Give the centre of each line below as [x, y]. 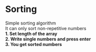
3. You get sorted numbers [34, 44]
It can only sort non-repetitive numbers [46, 28]
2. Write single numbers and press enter [48, 39]
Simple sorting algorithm [31, 23]
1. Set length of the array [31, 33]
